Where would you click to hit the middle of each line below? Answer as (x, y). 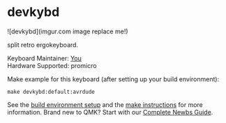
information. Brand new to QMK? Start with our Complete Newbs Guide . (110, 112)
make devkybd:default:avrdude (51, 92)
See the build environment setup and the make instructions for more (105, 104)
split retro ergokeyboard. (43, 44)
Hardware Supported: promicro (52, 65)
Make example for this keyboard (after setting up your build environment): (113, 79)
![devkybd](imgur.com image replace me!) (68, 31)
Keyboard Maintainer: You (45, 58)
